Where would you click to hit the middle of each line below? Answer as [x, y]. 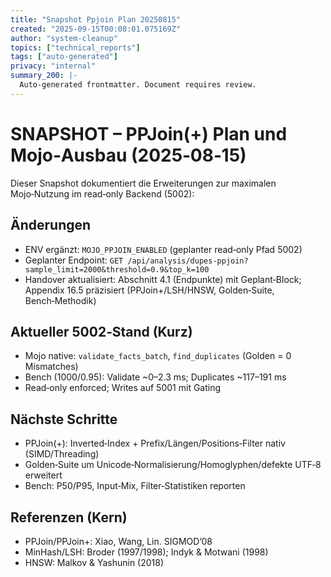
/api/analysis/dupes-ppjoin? [188, 261]
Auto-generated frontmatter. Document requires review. [138, 85]
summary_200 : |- [44, 76]
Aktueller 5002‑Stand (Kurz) [101, 331]
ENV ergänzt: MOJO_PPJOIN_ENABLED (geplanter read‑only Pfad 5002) [163, 249]
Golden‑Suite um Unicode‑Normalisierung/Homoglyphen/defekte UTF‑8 [173, 465]
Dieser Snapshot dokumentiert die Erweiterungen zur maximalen [143, 183]
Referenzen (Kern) [69, 517]
